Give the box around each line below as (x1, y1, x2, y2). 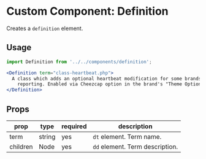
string (39, 132, 56, 141)
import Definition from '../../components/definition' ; (6, 58, 152, 65)
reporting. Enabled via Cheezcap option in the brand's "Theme (17, 81, 183, 87)
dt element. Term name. (93, 132, 162, 141)
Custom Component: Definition (6, 4, 169, 18)
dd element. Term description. (93, 142, 178, 151)
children (9, 142, 33, 151)
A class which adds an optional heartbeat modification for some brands (12, 76, 202, 82)
